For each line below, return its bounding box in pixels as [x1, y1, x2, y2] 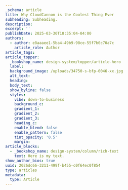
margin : [14, 139, 30, 144]
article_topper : [5, 54, 39, 60]
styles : [10, 92, 26, 97]
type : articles [5, 168, 37, 173]
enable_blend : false [14, 125, 58, 130]
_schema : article [5, 7, 42, 13]
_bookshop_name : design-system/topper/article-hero [10, 59, 121, 64]
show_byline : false [10, 87, 51, 93]
